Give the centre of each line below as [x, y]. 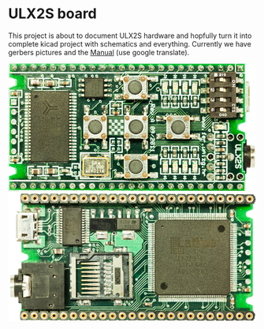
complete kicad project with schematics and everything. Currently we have [130, 43]
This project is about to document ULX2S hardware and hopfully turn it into [130, 36]
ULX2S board [52, 14]
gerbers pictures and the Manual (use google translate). [99, 52]
